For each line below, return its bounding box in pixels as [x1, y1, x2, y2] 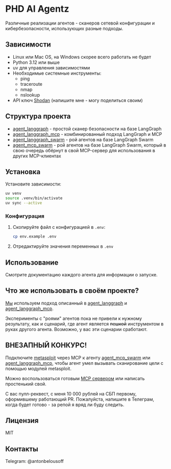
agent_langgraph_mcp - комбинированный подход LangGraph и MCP [12, 131, 162, 137]
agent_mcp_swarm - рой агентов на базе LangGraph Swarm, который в [12, 142, 166, 148]
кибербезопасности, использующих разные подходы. [5, 25, 124, 31]
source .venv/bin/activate [5, 196, 63, 201]
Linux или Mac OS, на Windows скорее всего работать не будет [12, 54, 152, 60]
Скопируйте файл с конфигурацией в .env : [12, 224, 106, 230]
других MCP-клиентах [12, 153, 61, 159]
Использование [5, 258, 59, 267]
